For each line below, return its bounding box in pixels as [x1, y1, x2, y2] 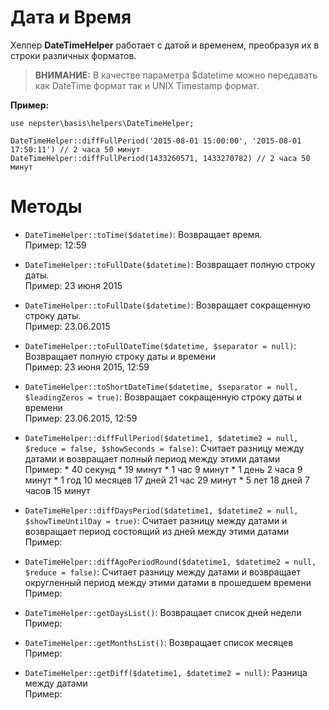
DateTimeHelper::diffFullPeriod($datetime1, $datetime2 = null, [24, 433, 299, 443]
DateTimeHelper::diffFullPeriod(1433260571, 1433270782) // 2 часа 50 [10, 153, 311, 163]
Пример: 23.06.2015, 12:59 [24, 412, 138, 424]
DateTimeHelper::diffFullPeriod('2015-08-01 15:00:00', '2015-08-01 [10, 136, 302, 146]
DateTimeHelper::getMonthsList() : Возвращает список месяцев [24, 636, 294, 648]
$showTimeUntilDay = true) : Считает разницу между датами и [24, 514, 288, 526]
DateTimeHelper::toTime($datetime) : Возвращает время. [24, 228, 263, 240]
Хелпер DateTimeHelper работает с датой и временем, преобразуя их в [10, 39, 320, 51]
